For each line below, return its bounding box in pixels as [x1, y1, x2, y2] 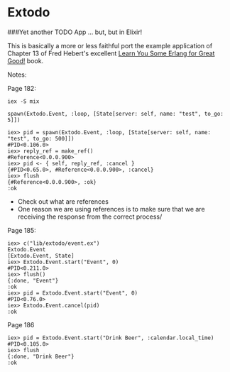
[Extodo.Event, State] [7, 252, 75, 259]
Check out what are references [17, 197, 109, 206]
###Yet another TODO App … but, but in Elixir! [7, 28, 143, 36]
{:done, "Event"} [7, 277, 59, 284]
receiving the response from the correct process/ [17, 212, 163, 221]
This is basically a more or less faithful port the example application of [7, 41, 213, 50]
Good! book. [7, 56, 44, 65]
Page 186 [7, 320, 35, 329]
